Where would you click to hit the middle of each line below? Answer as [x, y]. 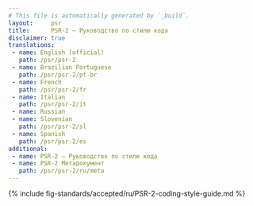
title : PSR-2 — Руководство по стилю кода [88, 30]
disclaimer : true [37, 38]
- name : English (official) [58, 52]
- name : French [36, 82]
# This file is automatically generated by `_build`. [99, 16]
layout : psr [35, 23]
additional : [28, 149]
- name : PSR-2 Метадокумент [58, 164]
